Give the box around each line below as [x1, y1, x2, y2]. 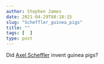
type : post [6, 35, 33, 41]
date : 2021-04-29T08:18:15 [6, 14, 72, 20]
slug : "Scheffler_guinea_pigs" [6, 19, 83, 25]
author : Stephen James [6, 8, 62, 15]
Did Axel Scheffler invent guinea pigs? [6, 52, 99, 58]
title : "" [6, 24, 31, 31]
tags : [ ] [6, 30, 33, 36]
